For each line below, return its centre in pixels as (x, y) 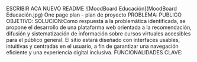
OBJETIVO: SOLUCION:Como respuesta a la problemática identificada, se (96, 21)
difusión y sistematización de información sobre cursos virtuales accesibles (98, 34)
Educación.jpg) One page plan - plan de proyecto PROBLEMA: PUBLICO (94, 15)
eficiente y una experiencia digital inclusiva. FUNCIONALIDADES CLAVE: (94, 52)
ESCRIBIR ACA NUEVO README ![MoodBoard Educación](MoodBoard (92, 9)
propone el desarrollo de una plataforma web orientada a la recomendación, (99, 27)
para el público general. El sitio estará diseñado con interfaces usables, (93, 40)
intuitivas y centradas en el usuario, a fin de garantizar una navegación (92, 46)
